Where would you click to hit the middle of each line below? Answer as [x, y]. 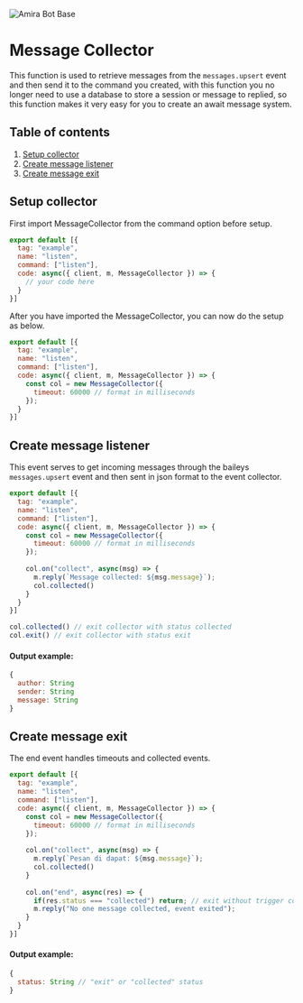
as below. [27, 326]
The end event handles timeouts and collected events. [110, 759]
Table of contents [60, 132]
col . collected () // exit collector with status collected [120, 627]
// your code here [60, 281]
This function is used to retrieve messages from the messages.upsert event [148, 75]
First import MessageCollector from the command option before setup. [141, 223]
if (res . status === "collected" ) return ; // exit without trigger [158, 901]
